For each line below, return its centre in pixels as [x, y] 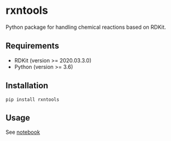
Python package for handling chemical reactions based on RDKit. [86, 27]
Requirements [32, 46]
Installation [27, 85]
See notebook [23, 132]
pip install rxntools [33, 100]
